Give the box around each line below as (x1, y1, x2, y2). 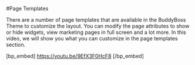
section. (6, 41, 26, 48)
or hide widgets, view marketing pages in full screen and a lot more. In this (6, 29, 186, 36)
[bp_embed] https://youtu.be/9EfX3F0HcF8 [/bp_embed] (6, 53, 144, 59)
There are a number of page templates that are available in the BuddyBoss (6, 16, 186, 23)
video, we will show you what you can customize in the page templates (6, 35, 178, 42)
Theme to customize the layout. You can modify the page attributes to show (6, 23, 190, 29)
